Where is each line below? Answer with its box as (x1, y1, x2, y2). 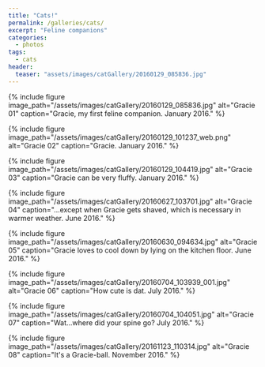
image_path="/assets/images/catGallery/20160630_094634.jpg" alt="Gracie (8, 237, 258, 246)
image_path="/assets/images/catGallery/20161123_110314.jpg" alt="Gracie (8, 341, 250, 351)
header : (8, 63, 34, 71)
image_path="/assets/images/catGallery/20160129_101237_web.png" (8, 132, 232, 142)
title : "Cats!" (8, 11, 59, 20)
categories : (8, 33, 47, 42)
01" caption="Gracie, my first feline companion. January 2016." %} (8, 108, 225, 118)
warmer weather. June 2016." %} (8, 213, 116, 223)
